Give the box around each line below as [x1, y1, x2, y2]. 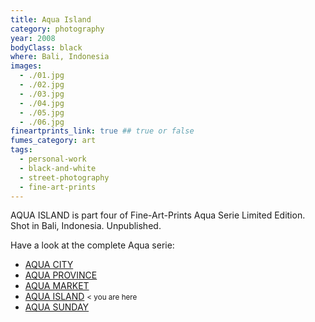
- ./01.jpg [19, 71, 65, 81]
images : [10, 61, 43, 71]
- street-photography [19, 172, 110, 183]
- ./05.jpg [19, 107, 65, 118]
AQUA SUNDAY [24, 301, 90, 313]
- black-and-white [19, 163, 97, 173]
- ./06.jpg [19, 117, 65, 127]
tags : [10, 145, 33, 155]
